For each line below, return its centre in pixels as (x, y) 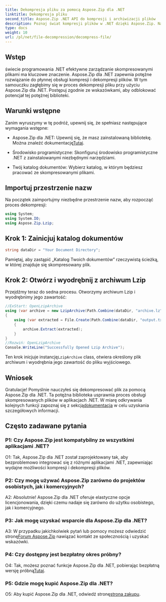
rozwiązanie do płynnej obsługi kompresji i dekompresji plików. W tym (76, 79)
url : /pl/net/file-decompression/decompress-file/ (58, 38)
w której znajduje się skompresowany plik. (48, 264)
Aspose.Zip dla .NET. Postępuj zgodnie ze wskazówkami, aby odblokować (81, 90)
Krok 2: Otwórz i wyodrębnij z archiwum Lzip (76, 280)
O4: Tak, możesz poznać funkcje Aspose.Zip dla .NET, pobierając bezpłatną (82, 565)
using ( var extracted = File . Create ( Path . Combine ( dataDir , (76, 320)
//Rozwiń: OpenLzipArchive (33, 343)
